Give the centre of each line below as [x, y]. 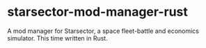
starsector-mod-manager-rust [97, 12]
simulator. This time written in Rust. [57, 38]
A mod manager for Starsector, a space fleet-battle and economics [103, 31]
